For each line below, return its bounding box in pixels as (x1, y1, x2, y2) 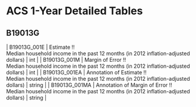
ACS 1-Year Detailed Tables (6, 4, 143, 18)
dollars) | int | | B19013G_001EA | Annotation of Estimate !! (6, 69, 147, 75)
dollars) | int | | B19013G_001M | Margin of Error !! (6, 56, 127, 63)
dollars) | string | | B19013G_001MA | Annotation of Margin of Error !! (6, 81, 172, 89)
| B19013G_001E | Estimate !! (6, 43, 75, 51)
